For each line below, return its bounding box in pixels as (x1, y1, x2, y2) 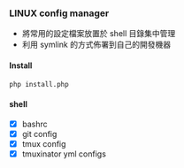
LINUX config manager (9, 7, 110, 19)
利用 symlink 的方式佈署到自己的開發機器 (21, 39, 171, 50)
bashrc (21, 118, 49, 129)
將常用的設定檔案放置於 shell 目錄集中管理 (21, 28, 176, 39)
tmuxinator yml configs (21, 149, 106, 159)
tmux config (21, 138, 66, 149)
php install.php (9, 80, 69, 88)
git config (21, 128, 57, 139)
